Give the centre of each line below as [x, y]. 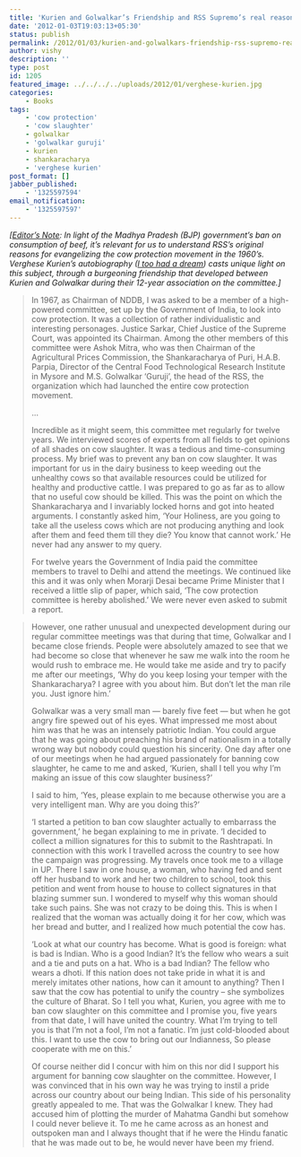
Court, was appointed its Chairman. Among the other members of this [160, 338]
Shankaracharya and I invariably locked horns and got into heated [153, 506]
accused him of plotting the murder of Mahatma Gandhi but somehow [160, 1114]
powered [47, 309]
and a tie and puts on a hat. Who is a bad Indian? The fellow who [150, 963]
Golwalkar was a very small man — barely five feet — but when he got [161, 710]
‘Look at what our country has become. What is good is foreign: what [159, 944]
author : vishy [36, 51]
